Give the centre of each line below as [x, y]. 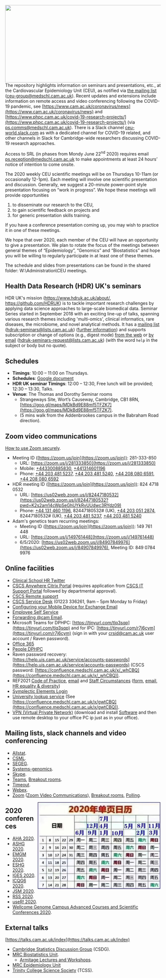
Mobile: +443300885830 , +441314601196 [62, 468]
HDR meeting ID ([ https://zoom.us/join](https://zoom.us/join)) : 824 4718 [85, 484]
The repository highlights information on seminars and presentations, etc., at [83, 85]
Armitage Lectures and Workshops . [56, 960]
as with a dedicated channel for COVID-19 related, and [95, 133]
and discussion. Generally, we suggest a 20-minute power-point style [76, 184]
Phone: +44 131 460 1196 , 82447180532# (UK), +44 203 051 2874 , [88, 511]
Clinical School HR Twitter [39, 580]
